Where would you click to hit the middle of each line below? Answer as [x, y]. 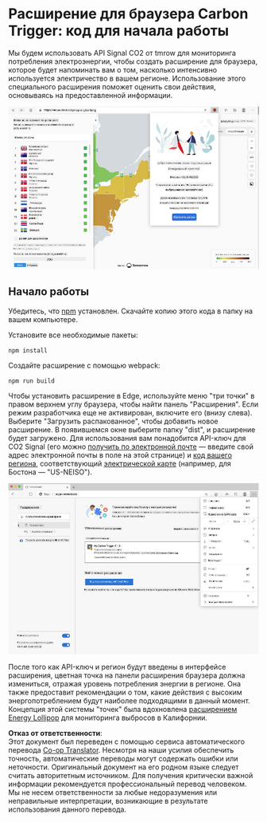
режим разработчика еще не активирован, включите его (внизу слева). [130, 412]
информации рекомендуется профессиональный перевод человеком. [128, 784]
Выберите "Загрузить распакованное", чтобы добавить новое [113, 421]
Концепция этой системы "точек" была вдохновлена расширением [123, 709]
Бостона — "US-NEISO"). [50, 472]
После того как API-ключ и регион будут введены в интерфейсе [117, 667]
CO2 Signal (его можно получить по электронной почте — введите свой [131, 446]
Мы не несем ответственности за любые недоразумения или [113, 792]
